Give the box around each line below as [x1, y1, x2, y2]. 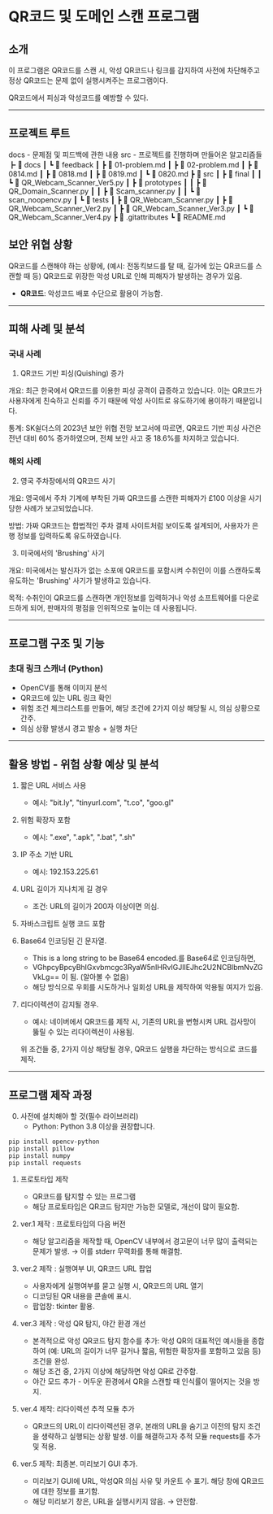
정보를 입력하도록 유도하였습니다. [16, 530, 122, 541]
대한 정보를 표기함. [41, 1486, 100, 1496]
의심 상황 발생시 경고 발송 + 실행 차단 [19, 724, 138, 733]
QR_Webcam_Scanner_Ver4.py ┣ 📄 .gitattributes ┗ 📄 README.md [8, 212, 226, 222]
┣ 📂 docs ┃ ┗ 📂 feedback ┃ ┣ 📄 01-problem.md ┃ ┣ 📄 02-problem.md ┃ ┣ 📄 [8, 159, 258, 169]
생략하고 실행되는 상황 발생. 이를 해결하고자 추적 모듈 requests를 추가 [41, 1431, 262, 1441]
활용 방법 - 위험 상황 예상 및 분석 [8, 757, 159, 771]
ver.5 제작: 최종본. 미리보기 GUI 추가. [19, 1459, 138, 1468]
